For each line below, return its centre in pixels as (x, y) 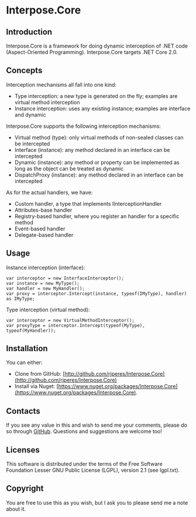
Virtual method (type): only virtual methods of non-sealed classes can (99, 137)
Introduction (29, 32)
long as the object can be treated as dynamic (69, 168)
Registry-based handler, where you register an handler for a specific (97, 216)
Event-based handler (40, 229)
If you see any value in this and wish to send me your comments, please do (97, 425)
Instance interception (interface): (46, 267)
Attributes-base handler (43, 210)
